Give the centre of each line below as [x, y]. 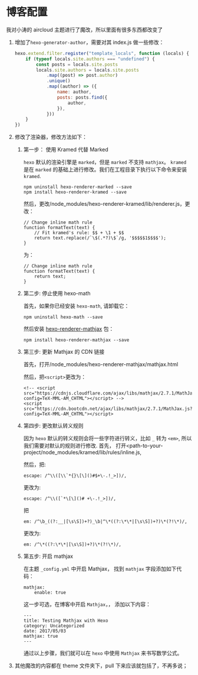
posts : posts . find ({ [82, 97]
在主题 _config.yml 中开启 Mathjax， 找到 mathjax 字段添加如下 [100, 569]
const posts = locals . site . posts [77, 64]
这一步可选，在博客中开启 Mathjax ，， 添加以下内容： [87, 605]
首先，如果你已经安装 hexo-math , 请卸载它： [76, 306]
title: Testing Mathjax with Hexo [66, 621]
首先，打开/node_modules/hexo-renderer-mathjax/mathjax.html [101, 364]
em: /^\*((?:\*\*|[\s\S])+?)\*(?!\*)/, [72, 545]
